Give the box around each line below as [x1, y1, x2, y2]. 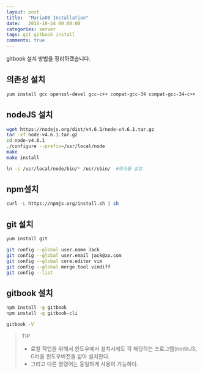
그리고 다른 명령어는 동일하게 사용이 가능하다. [30, 360, 139, 367]
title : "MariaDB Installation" [6, 15, 89, 21]
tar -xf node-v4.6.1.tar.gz [6, 132, 78, 138]
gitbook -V [6, 321, 34, 327]
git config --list [6, 270, 53, 276]
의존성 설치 [6, 75, 46, 85]
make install [6, 154, 40, 161]
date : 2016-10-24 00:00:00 [6, 20, 81, 26]
